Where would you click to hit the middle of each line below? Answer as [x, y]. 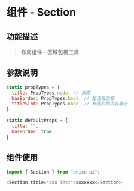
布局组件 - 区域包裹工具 [50, 52]
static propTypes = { [33, 87]
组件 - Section [41, 12]
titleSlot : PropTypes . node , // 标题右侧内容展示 [70, 104]
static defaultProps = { [37, 121]
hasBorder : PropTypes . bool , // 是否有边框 [63, 98]
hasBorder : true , [33, 131]
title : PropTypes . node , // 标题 [51, 93]
